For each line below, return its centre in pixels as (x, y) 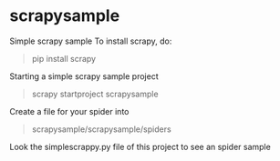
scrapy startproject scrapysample (95, 94)
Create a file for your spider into (69, 111)
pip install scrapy (64, 58)
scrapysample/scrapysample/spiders (101, 129)
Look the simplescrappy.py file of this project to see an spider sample (140, 146)
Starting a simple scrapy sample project (84, 76)
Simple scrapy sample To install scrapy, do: (91, 41)
